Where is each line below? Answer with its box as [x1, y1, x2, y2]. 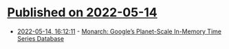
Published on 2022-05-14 [7, 5, 158, 20]
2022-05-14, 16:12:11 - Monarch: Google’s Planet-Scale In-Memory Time [17, 27, 222, 35]
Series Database [17, 34, 64, 42]
